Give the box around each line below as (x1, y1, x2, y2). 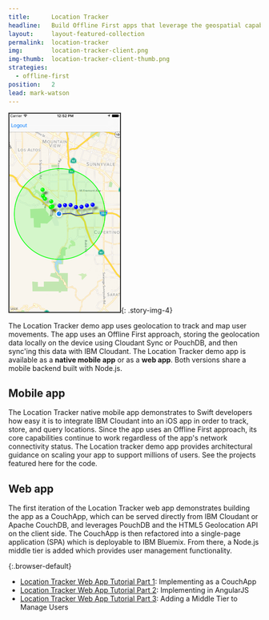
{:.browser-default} (8, 562, 72, 571)
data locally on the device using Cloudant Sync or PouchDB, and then (8, 337, 238, 348)
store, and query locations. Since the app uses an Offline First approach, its (8, 425, 258, 434)
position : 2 (8, 80, 56, 88)
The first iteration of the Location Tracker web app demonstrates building (8, 503, 251, 513)
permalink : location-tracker (8, 38, 110, 46)
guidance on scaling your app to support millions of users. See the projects (8, 450, 256, 460)
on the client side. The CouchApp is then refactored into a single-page (8, 529, 241, 538)
